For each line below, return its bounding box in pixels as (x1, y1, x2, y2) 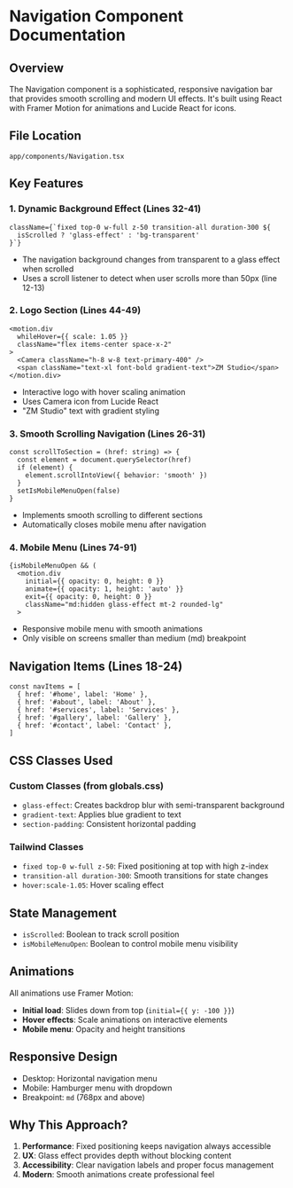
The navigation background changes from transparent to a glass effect (21, 254, 281, 264)
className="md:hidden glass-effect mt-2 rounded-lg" (25, 601, 224, 610)
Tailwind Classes (9, 840, 84, 853)
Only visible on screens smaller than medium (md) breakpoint (21, 633, 247, 644)
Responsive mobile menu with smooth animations (21, 624, 204, 634)
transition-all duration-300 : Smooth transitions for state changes (21, 870, 268, 881)
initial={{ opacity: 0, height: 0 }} (25, 577, 165, 586)
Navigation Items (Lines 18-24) (9, 658, 183, 673)
